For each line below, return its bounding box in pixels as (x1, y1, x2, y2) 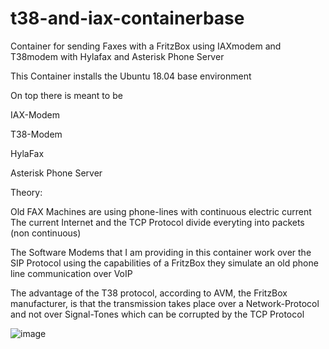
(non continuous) (10, 227, 82, 239)
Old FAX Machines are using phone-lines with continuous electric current (10, 205, 312, 217)
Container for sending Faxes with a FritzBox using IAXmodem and (10, 40, 282, 52)
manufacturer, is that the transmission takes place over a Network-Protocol (10, 297, 320, 309)
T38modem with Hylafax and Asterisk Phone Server (10, 50, 225, 62)
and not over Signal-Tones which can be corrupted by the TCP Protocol (10, 308, 305, 320)
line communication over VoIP (10, 267, 133, 279)
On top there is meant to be (10, 89, 123, 101)
